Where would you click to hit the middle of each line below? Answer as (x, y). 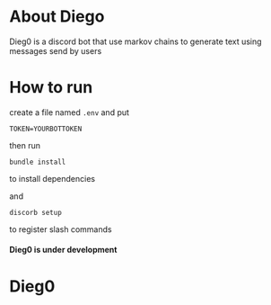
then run (25, 145)
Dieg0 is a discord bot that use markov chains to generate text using (135, 41)
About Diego (57, 17)
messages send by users (56, 50)
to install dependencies (52, 178)
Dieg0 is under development (63, 250)
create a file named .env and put (70, 112)
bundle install (38, 162)
